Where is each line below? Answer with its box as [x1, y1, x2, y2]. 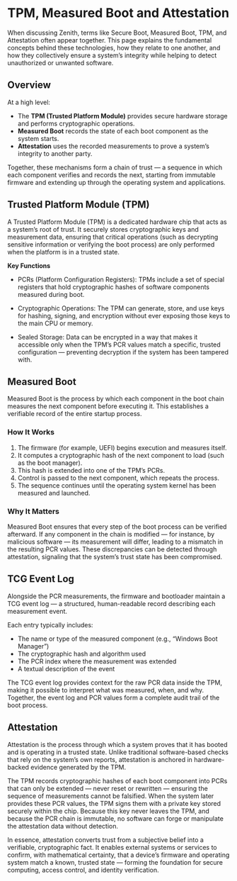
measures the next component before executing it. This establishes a [7, 402, 209, 410]
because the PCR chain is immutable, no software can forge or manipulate [7, 814, 224, 823]
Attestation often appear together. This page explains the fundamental [7, 35, 212, 44]
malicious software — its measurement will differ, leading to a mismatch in [7, 537, 224, 546]
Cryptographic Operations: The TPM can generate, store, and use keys [17, 303, 225, 313]
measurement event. [7, 607, 68, 615]
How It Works [7, 427, 55, 437]
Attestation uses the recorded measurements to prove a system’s [17, 142, 210, 150]
